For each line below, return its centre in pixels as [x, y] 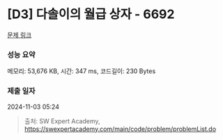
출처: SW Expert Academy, [62, 121]
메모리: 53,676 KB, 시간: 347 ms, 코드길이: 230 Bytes [82, 71]
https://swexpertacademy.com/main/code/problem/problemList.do [120, 129]
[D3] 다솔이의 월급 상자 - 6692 [91, 14]
